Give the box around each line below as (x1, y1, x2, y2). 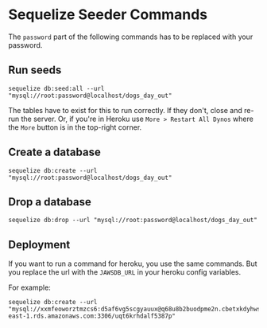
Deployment (8, 237, 71, 252)
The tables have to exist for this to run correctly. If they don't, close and (8, 105, 242, 115)
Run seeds (8, 64, 62, 77)
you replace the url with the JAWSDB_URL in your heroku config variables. (8, 267, 241, 277)
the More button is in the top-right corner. (8, 122, 142, 132)
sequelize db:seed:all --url (8, 84, 105, 92)
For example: (8, 283, 52, 292)
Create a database (8, 146, 101, 159)
